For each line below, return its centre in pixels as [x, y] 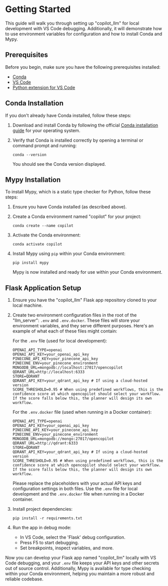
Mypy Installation [33, 180]
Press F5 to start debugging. [49, 543]
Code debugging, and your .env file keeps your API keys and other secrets [82, 563]
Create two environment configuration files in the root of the [74, 315]
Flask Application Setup [43, 288]
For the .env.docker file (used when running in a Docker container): [82, 412]
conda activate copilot [37, 245]
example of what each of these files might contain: [65, 331]
